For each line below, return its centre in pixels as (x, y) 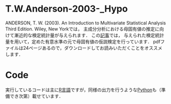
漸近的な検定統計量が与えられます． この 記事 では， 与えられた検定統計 (89, 35)
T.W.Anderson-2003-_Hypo (67, 9)
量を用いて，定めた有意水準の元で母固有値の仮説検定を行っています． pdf (83, 42)
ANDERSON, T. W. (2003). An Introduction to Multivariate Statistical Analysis (86, 23)
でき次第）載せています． (36, 96)
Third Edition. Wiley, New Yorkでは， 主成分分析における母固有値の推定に (82, 29)
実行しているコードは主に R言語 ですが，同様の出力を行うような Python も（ (83, 90)
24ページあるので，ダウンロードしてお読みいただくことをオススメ (92, 48)
